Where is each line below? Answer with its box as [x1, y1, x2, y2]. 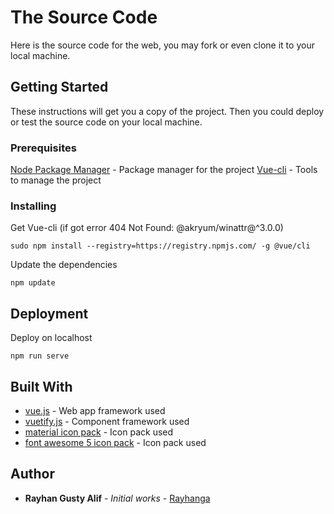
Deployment [10, 305, 89, 322]
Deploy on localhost [10, 332, 93, 344]
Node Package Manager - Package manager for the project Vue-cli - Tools [10, 164, 318, 176]
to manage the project [10, 174, 102, 186]
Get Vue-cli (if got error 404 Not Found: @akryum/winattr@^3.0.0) [10, 222, 284, 234]
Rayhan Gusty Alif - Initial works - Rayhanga [24, 492, 211, 504]
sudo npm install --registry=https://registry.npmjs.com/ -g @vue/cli [10, 241, 311, 251]
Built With [10, 378, 73, 395]
